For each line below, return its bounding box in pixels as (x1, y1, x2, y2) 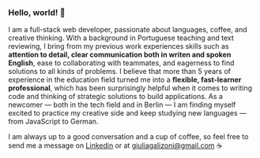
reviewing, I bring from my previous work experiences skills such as (8, 42, 229, 51)
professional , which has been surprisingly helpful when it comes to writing (8, 83, 253, 93)
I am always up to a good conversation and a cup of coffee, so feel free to (8, 132, 249, 141)
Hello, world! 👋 (8, 7, 66, 18)
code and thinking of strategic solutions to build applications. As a (8, 92, 224, 101)
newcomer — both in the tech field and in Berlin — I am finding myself (8, 100, 236, 109)
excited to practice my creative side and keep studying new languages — (8, 108, 247, 118)
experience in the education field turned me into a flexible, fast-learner (8, 75, 242, 85)
